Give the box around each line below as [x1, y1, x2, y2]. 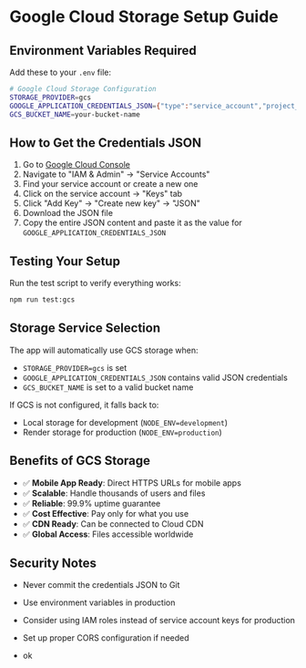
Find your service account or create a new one [22, 179, 199, 190]
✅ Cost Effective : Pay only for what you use [22, 508, 189, 519]
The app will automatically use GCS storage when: [9, 344, 199, 355]
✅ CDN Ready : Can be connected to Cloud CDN [22, 518, 204, 529]
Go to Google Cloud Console [22, 159, 130, 170]
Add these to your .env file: [9, 67, 112, 77]
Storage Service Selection [9, 321, 161, 336]
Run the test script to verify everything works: [9, 278, 182, 289]
